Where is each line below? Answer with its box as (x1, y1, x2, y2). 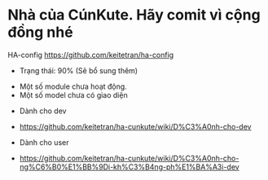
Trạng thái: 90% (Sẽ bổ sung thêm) (19, 65, 138, 75)
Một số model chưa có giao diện (19, 90, 128, 99)
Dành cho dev (19, 106, 67, 116)
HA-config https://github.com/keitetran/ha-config (7, 50, 174, 59)
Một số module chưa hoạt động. (19, 81, 127, 91)
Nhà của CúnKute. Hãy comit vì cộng (7, 6, 261, 24)
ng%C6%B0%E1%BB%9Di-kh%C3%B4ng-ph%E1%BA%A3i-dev (19, 161, 239, 172)
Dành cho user (19, 137, 69, 147)
